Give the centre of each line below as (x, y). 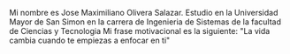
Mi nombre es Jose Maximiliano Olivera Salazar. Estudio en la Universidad (144, 13)
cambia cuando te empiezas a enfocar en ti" (90, 40)
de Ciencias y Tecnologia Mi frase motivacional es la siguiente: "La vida (140, 31)
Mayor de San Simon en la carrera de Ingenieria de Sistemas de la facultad (145, 22)
